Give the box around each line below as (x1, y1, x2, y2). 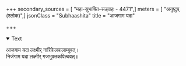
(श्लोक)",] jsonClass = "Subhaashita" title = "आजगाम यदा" (6, 12, 135, 19)
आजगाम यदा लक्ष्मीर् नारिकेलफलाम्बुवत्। (6, 47, 79, 53)
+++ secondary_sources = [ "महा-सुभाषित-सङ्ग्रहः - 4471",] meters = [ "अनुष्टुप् (6, 6, 180, 12)
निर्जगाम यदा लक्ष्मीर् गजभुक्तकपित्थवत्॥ (6, 53, 79, 60)
